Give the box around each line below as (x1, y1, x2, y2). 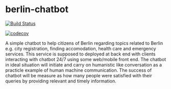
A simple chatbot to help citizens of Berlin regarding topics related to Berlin (5, 40, 163, 46)
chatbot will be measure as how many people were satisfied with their (5, 72, 152, 78)
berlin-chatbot (5, 4, 69, 15)
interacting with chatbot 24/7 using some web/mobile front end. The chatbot (5, 56, 166, 62)
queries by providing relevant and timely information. (5, 78, 116, 84)
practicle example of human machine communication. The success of (5, 67, 152, 73)
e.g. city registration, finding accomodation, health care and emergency (5, 45, 157, 51)
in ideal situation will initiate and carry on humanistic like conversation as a (5, 62, 162, 68)
